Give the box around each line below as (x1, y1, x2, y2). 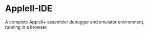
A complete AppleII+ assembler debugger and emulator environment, (5, 19, 145, 25)
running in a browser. (5, 24, 48, 30)
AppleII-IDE (5, 3, 53, 14)
